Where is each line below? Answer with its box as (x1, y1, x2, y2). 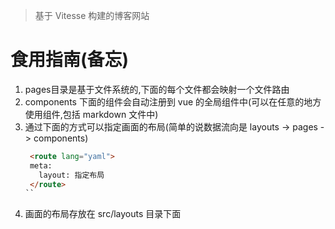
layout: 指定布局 (38, 170, 105, 180)
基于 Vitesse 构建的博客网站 (34, 10, 150, 21)
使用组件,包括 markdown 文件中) (24, 108, 159, 120)
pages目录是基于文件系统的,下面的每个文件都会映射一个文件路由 (24, 83, 290, 95)
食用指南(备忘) (10, 49, 130, 71)
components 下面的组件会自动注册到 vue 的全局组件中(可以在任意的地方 (24, 95, 322, 108)
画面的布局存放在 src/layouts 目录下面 (24, 208, 182, 220)
